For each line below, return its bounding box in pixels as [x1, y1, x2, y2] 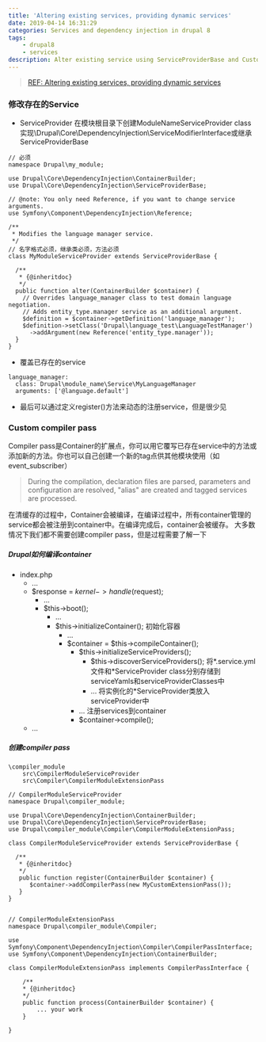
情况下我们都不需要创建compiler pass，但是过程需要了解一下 [8, 530, 207, 540]
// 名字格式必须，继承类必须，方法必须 [8, 246, 120, 254]
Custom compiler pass [8, 422, 97, 433]
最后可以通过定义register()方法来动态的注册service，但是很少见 [19, 402, 227, 412]
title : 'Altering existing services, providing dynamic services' [8, 11, 232, 20]
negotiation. [8, 301, 51, 309]
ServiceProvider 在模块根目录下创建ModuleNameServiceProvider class [19, 118, 252, 128]
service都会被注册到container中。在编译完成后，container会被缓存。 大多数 [8, 520, 256, 529]
